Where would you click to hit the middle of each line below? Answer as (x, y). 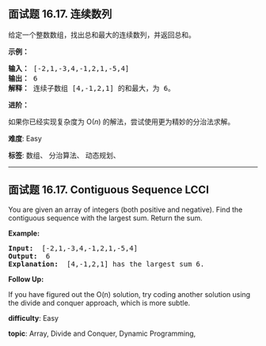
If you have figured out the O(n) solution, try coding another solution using (129, 294)
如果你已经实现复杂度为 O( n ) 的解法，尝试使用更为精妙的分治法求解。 (122, 122)
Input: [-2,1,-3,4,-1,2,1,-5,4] (73, 248)
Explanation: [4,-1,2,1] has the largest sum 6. (106, 264)
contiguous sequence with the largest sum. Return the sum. (106, 218)
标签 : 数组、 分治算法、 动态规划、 (64, 155)
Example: (24, 233)
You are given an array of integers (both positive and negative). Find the (125, 209)
